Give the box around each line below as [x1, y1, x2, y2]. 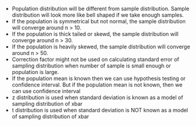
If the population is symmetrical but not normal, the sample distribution [11, 18, 186, 24]
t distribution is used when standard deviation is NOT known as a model [11, 107, 189, 113]
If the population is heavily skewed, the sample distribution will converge [11, 43, 191, 50]
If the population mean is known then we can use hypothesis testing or [11, 75, 186, 82]
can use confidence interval [11, 88, 80, 94]
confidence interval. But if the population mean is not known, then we [11, 81, 183, 88]
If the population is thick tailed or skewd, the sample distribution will [11, 30, 179, 38]
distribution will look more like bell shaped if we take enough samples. [11, 11, 184, 19]
